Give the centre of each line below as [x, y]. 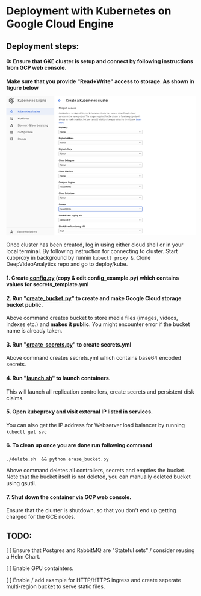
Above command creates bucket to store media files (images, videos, [92, 318]
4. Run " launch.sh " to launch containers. [58, 378]
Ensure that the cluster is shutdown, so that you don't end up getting [91, 510]
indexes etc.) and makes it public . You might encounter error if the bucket [98, 324]
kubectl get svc [26, 432]
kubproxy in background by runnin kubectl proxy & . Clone [79, 258]
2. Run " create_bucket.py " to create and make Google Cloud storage [94, 298]
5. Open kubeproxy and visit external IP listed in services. [80, 412]
